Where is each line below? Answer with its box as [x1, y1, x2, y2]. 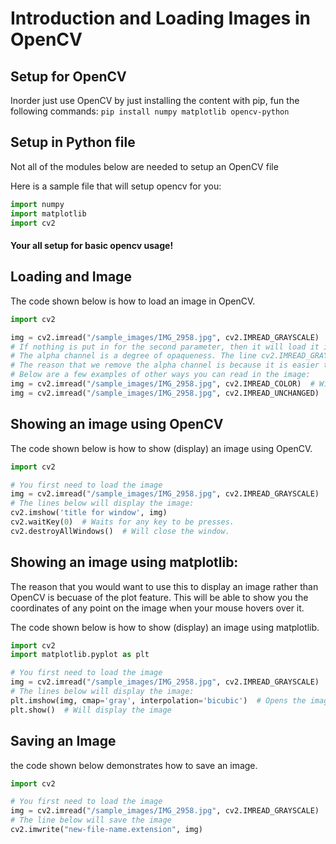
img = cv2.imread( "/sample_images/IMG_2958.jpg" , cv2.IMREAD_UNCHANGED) [10, 388, 320, 398]
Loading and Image [10, 268, 132, 286]
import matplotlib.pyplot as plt [10, 650, 150, 660]
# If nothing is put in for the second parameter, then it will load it [10, 342, 320, 352]
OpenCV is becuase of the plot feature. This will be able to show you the [10, 591, 309, 603]
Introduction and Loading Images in [10, 7, 311, 30]
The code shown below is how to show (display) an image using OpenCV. [10, 442, 313, 454]
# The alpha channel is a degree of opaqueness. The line [10, 351, 257, 361]
